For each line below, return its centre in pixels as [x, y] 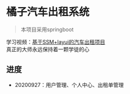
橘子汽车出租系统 [48, 12]
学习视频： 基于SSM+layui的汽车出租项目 [56, 42]
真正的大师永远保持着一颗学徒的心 [48, 49]
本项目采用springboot [47, 29]
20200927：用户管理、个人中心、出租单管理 [69, 85]
